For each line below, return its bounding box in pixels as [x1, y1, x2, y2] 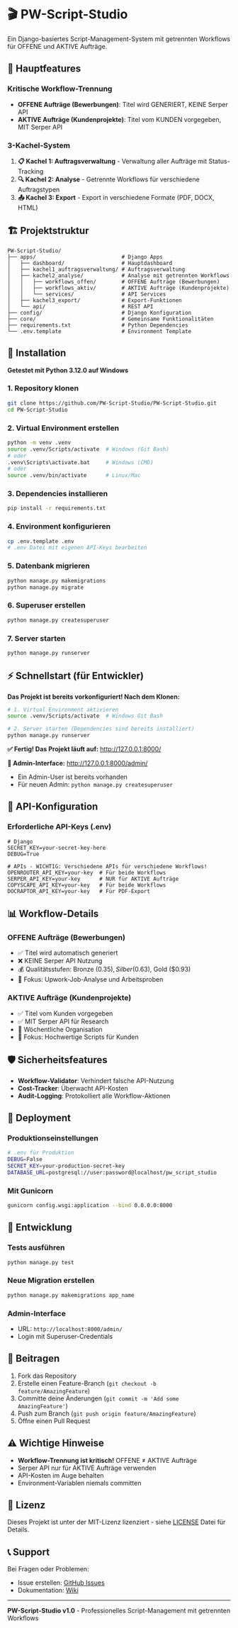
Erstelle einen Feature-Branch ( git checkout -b [17, 1379, 157, 1387]
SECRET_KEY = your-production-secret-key [7, 1162, 125, 1169]
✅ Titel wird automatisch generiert [17, 948, 118, 958]
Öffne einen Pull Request [17, 1416, 91, 1425]
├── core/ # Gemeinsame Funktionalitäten [7, 315, 214, 322]
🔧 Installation [7, 347, 67, 359]
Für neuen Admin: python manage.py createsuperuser [17, 780, 174, 789]
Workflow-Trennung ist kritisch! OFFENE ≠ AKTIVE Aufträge [17, 1456, 197, 1464]
